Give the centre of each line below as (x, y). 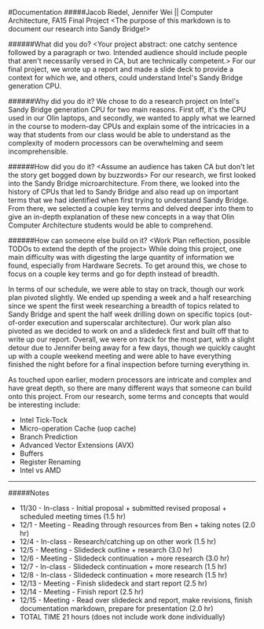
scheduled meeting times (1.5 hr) (73, 516)
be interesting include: (44, 405)
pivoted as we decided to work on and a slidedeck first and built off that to (128, 331)
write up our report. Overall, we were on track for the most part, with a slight (132, 339)
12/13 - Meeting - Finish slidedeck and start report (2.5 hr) (114, 583)
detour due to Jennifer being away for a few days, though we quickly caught (132, 348)
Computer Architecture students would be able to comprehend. (111, 225)
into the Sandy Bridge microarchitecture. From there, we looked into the (124, 183)
